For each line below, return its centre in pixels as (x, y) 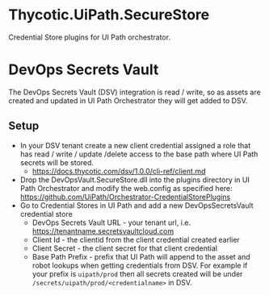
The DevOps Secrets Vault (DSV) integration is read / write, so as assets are (134, 92)
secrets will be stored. (57, 162)
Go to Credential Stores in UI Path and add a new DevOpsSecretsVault (137, 205)
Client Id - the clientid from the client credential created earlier (136, 239)
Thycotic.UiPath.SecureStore (109, 15)
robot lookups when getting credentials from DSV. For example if (140, 265)
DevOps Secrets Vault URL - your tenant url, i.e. (111, 222)
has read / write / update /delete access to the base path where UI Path (139, 154)
